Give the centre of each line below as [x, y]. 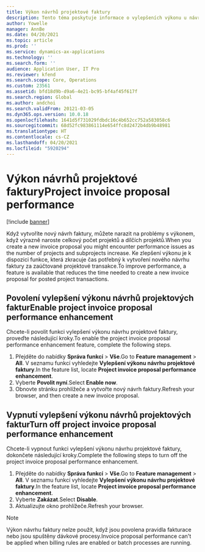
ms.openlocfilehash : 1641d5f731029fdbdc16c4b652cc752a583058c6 [88, 120]
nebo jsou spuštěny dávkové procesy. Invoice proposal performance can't [99, 536]
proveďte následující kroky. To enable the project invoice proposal [88, 338]
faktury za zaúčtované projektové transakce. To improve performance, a [96, 266]
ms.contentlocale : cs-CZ [38, 137]
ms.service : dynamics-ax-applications [56, 52]
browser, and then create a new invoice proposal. [77, 396]
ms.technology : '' [30, 57]
